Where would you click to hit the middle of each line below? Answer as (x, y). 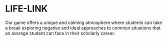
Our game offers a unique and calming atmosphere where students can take (84, 22)
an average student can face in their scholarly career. (60, 33)
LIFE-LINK (26, 9)
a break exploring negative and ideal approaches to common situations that (83, 27)
